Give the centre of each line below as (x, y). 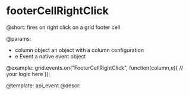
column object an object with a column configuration (79, 50)
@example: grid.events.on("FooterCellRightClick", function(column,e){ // (94, 68)
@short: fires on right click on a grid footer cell (63, 27)
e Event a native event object (50, 56)
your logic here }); (28, 74)
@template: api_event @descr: (44, 85)
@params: (19, 38)
